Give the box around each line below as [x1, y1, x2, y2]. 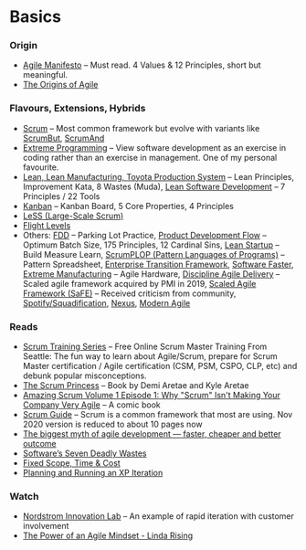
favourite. [22, 162, 59, 173]
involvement [22, 521, 69, 532]
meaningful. [22, 69, 69, 80]
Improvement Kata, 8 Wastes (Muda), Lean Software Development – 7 [22, 181, 286, 192]
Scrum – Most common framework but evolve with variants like [22, 122, 260, 133]
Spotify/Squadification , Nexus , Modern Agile [22, 297, 191, 308]
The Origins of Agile [22, 79, 99, 90]
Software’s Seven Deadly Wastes [22, 448, 148, 459]
